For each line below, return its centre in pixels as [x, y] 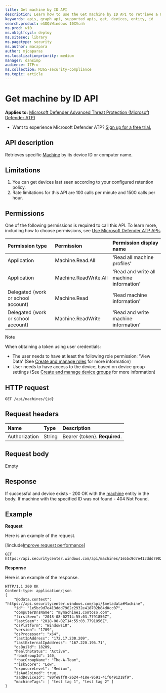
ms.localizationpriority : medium [40, 56]
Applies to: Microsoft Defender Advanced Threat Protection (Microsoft [77, 112]
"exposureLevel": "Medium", [43, 669]
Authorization [23, 436]
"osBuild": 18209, [33, 647]
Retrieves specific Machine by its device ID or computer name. [69, 154]
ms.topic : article [24, 74]
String [51, 436]
